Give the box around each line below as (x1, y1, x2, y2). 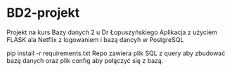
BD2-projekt (6, 5, 80, 21)
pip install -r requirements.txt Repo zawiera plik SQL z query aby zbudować (6, 49, 226, 57)
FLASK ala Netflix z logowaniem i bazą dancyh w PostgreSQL (6, 35, 184, 43)
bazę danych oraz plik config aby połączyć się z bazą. (6, 56, 164, 64)
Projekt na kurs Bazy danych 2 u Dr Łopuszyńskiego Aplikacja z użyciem (6, 28, 217, 36)
